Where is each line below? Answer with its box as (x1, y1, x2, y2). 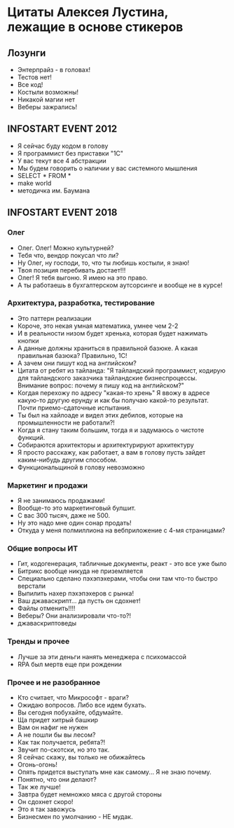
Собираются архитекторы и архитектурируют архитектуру (17, 441, 194, 449)
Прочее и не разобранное (7, 677, 100, 687)
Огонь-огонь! (17, 760, 58, 768)
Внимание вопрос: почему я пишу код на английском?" (17, 381, 184, 389)
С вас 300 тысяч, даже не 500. (17, 511, 111, 520)
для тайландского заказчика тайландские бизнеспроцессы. (17, 373, 198, 382)
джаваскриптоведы (17, 619, 77, 628)
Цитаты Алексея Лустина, (7, 4, 169, 20)
